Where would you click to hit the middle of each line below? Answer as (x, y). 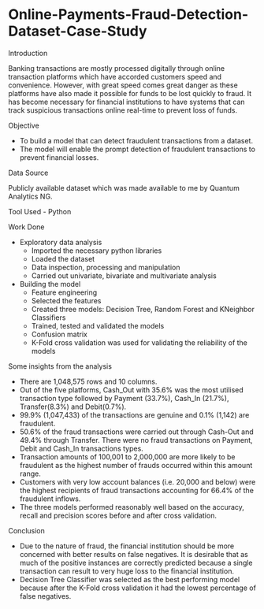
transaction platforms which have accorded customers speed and (115, 76)
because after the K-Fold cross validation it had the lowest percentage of (138, 588)
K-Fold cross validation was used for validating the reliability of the (139, 342)
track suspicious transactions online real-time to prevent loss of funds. (123, 110)
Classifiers (48, 317)
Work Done (26, 227)
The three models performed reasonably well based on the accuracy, (132, 507)
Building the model (50, 284)
